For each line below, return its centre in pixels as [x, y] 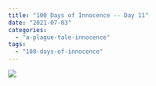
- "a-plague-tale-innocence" [63, 37]
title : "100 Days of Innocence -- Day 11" [78, 15]
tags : [17, 45]
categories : [27, 30]
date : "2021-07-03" [40, 23]
